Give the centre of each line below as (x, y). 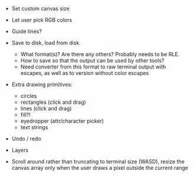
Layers (20, 150)
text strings (34, 127)
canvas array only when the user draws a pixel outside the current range (100, 168)
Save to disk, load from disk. (46, 43)
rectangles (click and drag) (53, 102)
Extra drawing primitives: (42, 84)
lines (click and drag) (46, 108)
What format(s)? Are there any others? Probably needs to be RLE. (100, 54)
